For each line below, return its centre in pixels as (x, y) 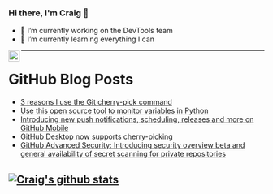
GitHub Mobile (44, 128)
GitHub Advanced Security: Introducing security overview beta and (132, 145)
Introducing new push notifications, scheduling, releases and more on (137, 119)
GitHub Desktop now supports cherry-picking (96, 136)
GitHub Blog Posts (71, 80)
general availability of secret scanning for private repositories (123, 154)
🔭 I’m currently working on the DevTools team (96, 31)
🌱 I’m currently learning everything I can (87, 39)
